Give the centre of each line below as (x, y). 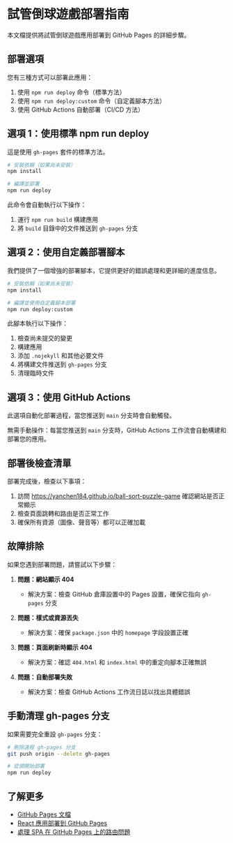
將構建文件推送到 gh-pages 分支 (62, 364)
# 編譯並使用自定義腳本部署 (42, 303)
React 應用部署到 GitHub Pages (62, 823)
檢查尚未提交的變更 (45, 338)
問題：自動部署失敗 (45, 677)
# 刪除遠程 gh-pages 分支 (42, 747)
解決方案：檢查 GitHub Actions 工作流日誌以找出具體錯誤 (109, 692)
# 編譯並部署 (23, 184)
